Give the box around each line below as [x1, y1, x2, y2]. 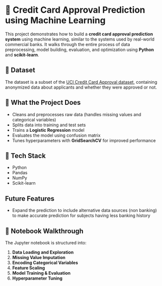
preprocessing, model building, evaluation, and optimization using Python [5, 47, 154, 52]
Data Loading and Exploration [12, 249, 74, 255]
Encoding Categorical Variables [12, 260, 78, 265]
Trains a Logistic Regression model [12, 127, 85, 133]
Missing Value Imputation [12, 255, 66, 260]
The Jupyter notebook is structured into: [5, 240, 87, 245]
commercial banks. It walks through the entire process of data [5, 41, 130, 47]
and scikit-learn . [5, 51, 39, 58]
